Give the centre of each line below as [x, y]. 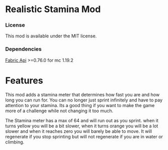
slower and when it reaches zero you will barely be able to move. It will [79, 131]
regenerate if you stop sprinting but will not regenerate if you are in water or [84, 136]
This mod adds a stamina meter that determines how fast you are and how [82, 94]
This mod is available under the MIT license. [51, 36]
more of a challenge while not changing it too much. [59, 111]
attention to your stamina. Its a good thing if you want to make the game [80, 105]
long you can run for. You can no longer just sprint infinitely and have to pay [84, 100]
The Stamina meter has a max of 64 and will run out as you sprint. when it [82, 120]
